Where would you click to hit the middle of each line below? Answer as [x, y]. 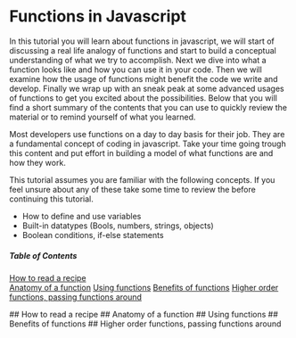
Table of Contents [43, 255]
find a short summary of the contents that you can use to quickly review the [148, 107]
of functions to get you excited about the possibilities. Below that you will [144, 98]
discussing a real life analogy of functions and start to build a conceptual [143, 50]
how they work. [38, 162]
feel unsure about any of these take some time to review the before [132, 189]
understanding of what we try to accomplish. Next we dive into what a [138, 60]
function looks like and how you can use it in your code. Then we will [136, 70]
